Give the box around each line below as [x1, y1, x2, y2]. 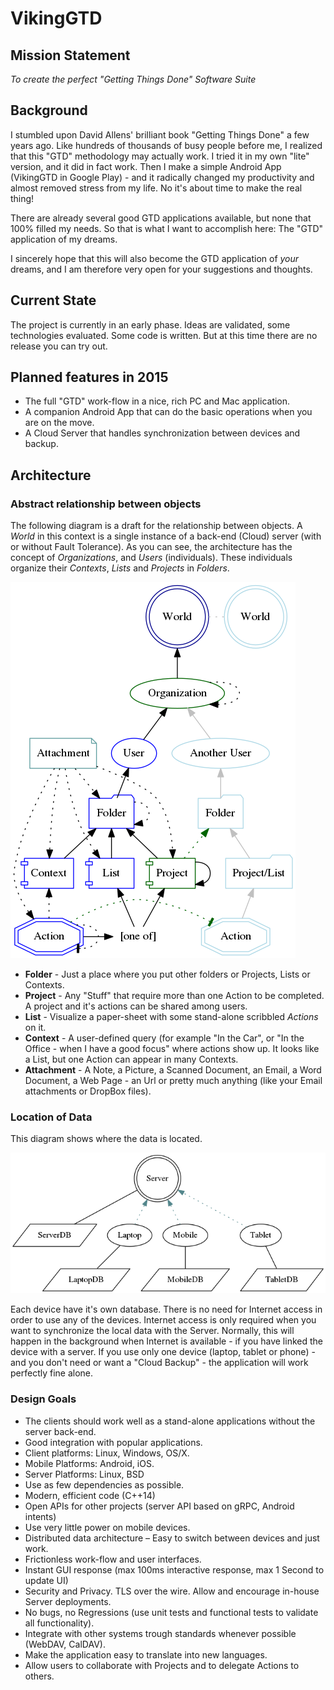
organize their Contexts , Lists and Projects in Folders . [10, 562, 230, 574]
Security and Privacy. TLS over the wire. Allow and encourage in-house [24, 1585, 320, 1597]
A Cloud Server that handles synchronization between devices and [24, 427, 301, 439]
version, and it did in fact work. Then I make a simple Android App [10, 160, 282, 172]
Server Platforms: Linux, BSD [24, 1468, 145, 1480]
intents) [24, 1510, 57, 1522]
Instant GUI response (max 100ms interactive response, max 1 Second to [24, 1563, 325, 1576]
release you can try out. [10, 340, 108, 352]
